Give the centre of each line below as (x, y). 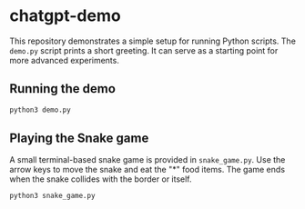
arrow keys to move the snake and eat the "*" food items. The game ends (147, 170)
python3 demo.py (40, 110)
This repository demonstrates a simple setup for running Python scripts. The (152, 41)
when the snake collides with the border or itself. (101, 179)
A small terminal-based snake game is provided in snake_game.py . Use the (147, 160)
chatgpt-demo (65, 16)
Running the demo (63, 89)
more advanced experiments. (65, 60)
